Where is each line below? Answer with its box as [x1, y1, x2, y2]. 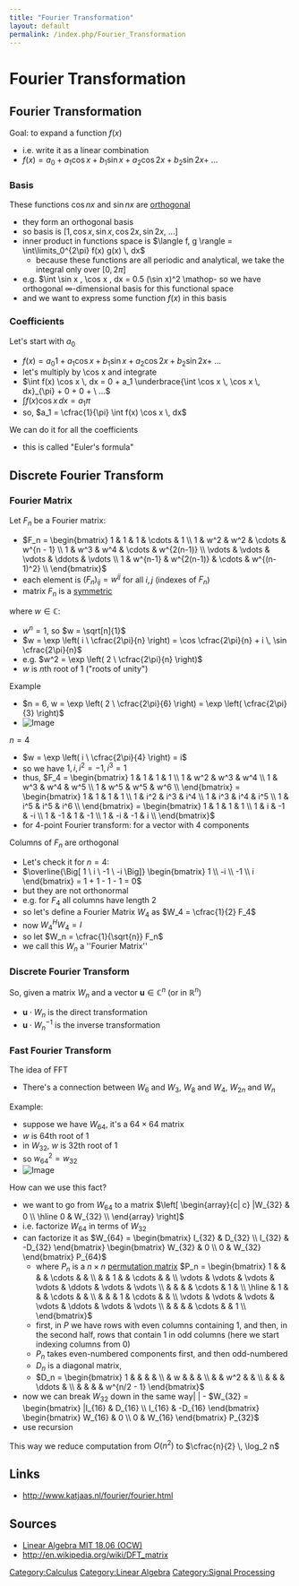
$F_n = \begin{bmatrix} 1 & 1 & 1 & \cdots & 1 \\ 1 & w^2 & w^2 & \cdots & [21, 534, 286, 545]
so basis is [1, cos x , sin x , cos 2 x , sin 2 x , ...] [21, 226, 179, 237]
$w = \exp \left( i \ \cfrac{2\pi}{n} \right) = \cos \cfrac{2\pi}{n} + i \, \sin [21, 634, 287, 645]
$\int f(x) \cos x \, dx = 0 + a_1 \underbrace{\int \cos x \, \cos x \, [21, 376, 261, 387]
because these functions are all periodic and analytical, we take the [35, 254, 285, 265]
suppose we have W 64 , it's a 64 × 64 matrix [21, 1118, 185, 1132]
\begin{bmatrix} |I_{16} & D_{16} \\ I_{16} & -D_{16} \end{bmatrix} [21, 1402, 260, 1413]
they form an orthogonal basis [21, 217, 134, 228]
